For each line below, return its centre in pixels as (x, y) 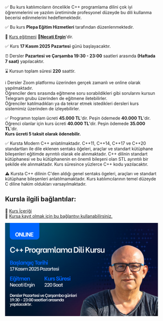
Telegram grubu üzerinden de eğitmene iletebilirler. (56, 98)
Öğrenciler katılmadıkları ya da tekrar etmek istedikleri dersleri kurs (72, 103)
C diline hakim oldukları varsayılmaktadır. (46, 184)
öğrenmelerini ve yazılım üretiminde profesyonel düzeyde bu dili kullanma (78, 12)
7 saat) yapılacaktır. (25, 61)
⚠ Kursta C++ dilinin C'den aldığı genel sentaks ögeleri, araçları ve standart (81, 174)
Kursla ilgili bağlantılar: (41, 199)
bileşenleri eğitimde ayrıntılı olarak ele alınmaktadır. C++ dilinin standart (76, 154)
